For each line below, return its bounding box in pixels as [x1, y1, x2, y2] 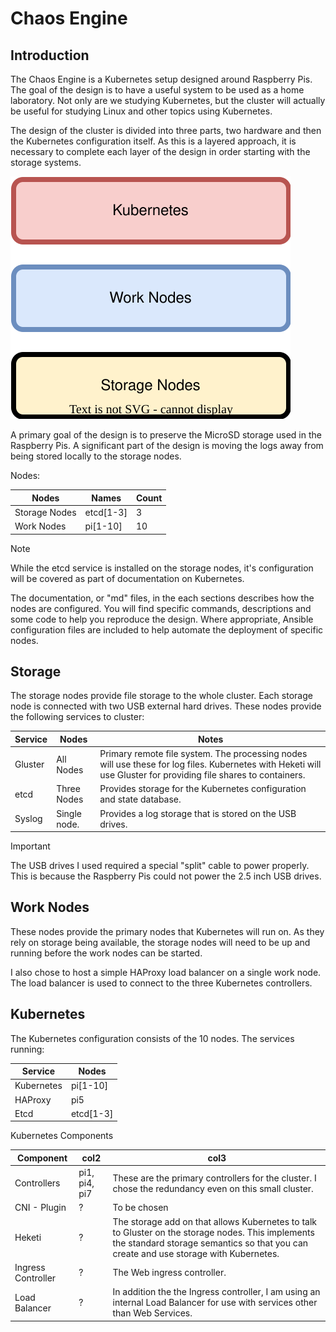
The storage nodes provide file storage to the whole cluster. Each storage [10, 690, 313, 702]
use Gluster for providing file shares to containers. [99, 769, 306, 781]
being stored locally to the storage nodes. [10, 450, 182, 462]
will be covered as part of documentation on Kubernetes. [10, 572, 245, 584]
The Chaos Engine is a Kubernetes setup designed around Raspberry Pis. [10, 73, 313, 85]
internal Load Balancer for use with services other [112, 1297, 318, 1309]
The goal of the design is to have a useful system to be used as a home [10, 84, 305, 96]
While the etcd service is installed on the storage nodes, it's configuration [10, 562, 314, 574]
